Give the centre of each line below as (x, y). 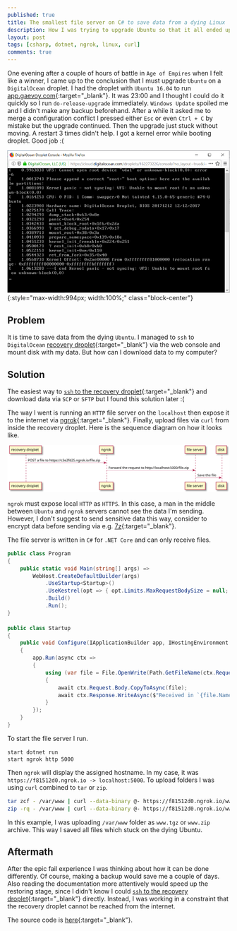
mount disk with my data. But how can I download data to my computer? (112, 352)
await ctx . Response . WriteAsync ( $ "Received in (126, 695)
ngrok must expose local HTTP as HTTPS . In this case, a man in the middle (111, 503)
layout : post (26, 37)
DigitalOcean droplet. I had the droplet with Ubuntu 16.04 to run (99, 88)
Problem (26, 320)
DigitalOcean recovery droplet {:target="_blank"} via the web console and (114, 345)
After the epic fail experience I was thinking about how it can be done (108, 869)
